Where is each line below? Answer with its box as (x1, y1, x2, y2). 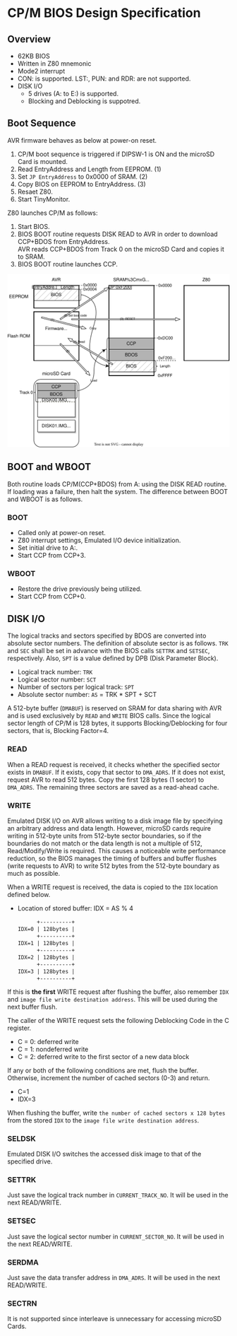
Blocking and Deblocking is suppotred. (28, 97, 141, 105)
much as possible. (7, 869, 61, 877)
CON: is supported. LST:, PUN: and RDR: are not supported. (17, 74, 191, 83)
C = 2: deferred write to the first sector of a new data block (17, 1052, 190, 1061)
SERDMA (7, 1257, 39, 1267)
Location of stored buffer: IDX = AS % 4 (17, 903, 134, 913)
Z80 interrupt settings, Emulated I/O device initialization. (17, 536, 181, 545)
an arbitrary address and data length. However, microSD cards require (7, 824, 212, 832)
